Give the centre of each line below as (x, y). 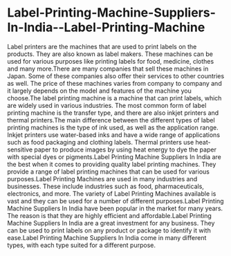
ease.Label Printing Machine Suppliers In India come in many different (107, 237)
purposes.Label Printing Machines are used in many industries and (102, 179)
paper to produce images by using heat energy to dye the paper (125, 149)
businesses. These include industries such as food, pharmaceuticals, (105, 186)
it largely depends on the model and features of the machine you (99, 91)
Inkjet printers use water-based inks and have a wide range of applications (113, 135)
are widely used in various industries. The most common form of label (107, 105)
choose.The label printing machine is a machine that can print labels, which (114, 98)
